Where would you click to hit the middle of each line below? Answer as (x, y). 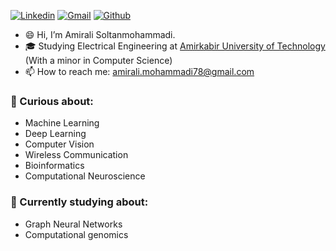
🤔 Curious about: (52, 101)
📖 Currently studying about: (79, 202)
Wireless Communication (76, 155)
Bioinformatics (54, 166)
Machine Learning (62, 123)
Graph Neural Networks (73, 224)
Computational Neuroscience (85, 176)
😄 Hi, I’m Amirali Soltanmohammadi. (100, 34)
